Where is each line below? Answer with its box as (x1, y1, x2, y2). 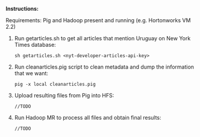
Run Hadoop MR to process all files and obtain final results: (14, 114, 161, 121)
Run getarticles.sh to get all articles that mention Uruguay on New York (14, 35, 191, 41)
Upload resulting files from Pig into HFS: (14, 92, 114, 99)
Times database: (14, 41, 57, 48)
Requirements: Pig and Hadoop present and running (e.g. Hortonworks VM (5, 17, 191, 23)
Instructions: (5, 5, 39, 12)
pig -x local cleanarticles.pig (14, 81, 96, 87)
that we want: (14, 70, 49, 77)
